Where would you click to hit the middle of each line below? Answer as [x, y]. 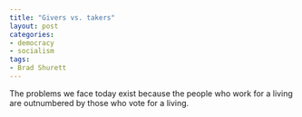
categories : [32, 34]
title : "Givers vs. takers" [63, 18]
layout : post [34, 26]
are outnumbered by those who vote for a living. [99, 103]
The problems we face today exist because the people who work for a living [151, 93]
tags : [19, 59]
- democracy [32, 43]
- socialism [32, 51]
